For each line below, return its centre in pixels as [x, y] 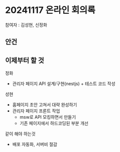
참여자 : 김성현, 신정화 [26, 25]
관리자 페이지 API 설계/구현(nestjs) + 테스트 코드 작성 [64, 84]
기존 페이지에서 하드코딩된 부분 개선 [54, 123]
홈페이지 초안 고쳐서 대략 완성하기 [45, 105]
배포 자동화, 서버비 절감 [35, 145]
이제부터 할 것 [25, 60]
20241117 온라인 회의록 [50, 10]
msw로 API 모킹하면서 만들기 [48, 117]
